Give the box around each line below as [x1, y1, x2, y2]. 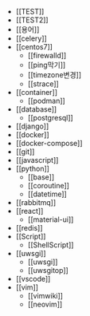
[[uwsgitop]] [27, 266, 69, 275]
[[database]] [15, 105, 57, 114]
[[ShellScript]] [27, 240, 74, 250]
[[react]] [15, 207, 44, 215]
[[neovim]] [27, 299, 63, 309]
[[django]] [15, 121, 49, 131]
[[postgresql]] [27, 113, 73, 122]
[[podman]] [27, 96, 65, 105]
